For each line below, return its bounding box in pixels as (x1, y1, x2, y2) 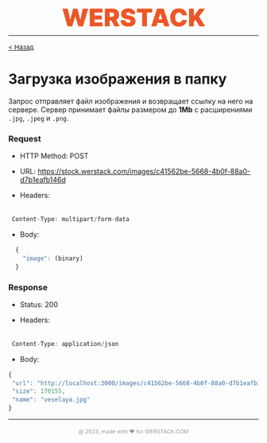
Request (8, 133, 41, 144)
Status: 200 (19, 299, 58, 309)
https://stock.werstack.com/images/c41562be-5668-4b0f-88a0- (37, 167, 251, 177)
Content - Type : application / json (11, 340, 119, 348)
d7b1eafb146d (19, 175, 66, 185)
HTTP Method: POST (19, 151, 89, 161)
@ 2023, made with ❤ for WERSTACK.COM (78, 428, 189, 436)
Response (8, 282, 48, 293)
